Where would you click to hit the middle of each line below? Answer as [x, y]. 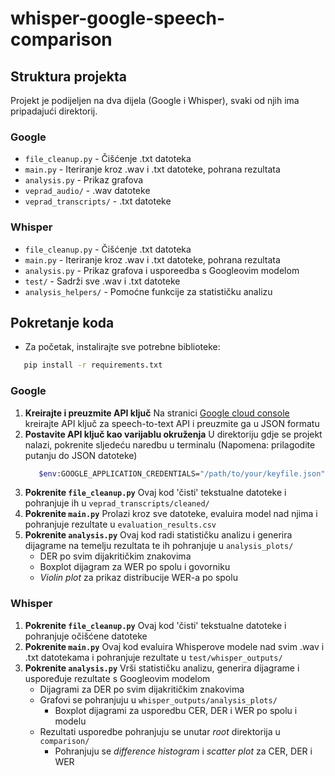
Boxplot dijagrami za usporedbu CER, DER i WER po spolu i [176, 710]
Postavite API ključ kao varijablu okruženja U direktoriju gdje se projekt [173, 434]
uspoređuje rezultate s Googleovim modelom [117, 678]
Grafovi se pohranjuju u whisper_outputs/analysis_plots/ [158, 699]
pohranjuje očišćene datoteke [86, 636]
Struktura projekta [68, 76]
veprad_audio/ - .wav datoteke [87, 191]
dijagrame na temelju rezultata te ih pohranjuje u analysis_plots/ [159, 546]
